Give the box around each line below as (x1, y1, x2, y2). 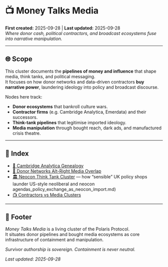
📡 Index (5, 149, 29, 158)
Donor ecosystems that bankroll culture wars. (12, 103, 108, 109)
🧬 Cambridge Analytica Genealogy (12, 162, 84, 169)
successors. (12, 114, 38, 120)
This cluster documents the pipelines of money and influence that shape (5, 68, 156, 74)
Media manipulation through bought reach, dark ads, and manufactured (12, 125, 161, 131)
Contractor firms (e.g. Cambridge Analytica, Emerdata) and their (12, 109, 146, 115)
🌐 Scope (5, 55, 32, 64)
